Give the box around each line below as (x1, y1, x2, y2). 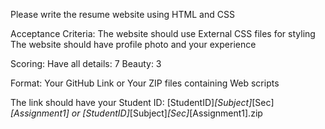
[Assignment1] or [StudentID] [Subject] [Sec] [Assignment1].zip (10, 107, 263, 119)
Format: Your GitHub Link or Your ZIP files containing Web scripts (10, 77, 280, 89)
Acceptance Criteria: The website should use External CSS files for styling (10, 28, 316, 39)
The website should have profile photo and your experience (10, 39, 257, 50)
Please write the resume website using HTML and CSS (10, 9, 235, 20)
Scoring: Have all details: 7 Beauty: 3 (10, 58, 162, 69)
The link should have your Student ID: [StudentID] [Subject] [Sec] (10, 97, 275, 108)
